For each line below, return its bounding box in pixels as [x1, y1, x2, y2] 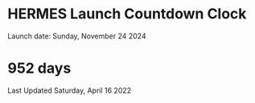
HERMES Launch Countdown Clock [7, 5, 247, 23]
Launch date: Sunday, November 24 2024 [7, 31, 146, 41]
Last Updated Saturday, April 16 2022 [7, 85, 132, 95]
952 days [7, 59, 72, 77]
